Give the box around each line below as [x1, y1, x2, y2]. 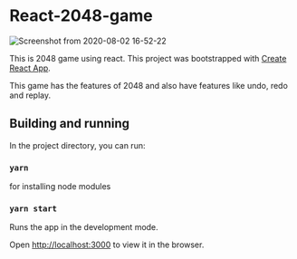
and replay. [9, 90, 52, 101]
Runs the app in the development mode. [9, 222, 158, 233]
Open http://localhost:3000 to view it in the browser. [9, 239, 205, 250]
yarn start [9, 203, 57, 214]
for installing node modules [9, 181, 111, 192]
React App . [9, 62, 52, 73]
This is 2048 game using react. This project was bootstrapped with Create [9, 53, 287, 63]
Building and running [9, 116, 129, 131]
